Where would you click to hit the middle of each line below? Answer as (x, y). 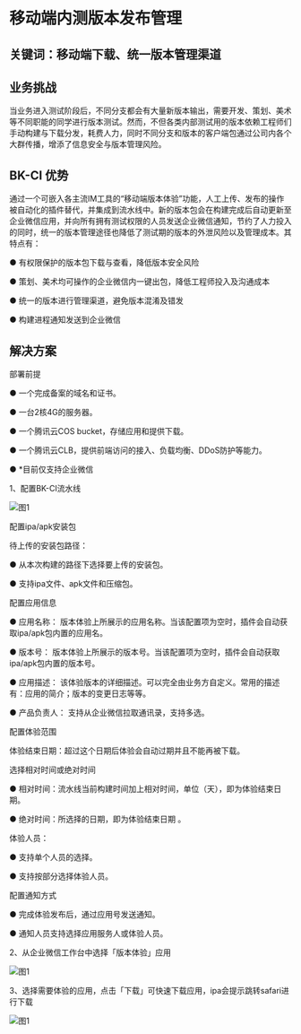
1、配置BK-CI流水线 (45, 489)
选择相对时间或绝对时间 (52, 770)
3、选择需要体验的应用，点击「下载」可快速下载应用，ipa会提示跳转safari (146, 991)
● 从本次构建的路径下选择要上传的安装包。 (89, 565)
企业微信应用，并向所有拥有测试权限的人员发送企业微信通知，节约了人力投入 (150, 222)
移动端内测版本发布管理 (96, 18)
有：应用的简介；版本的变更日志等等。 (80, 694)
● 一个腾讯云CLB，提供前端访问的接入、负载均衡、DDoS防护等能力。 (138, 450)
